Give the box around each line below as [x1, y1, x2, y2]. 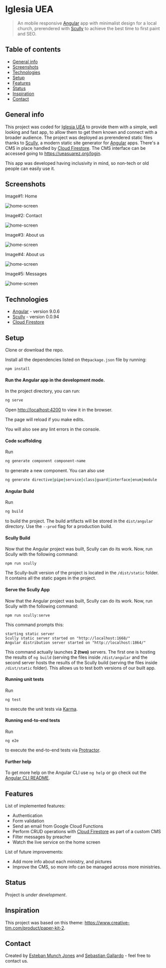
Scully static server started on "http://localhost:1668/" [5, 636, 131, 641]
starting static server [5, 631, 55, 636]
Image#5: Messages [5, 271, 47, 277]
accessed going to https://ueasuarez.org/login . [5, 150, 102, 156]
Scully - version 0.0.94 [12, 314, 59, 320]
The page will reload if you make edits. [5, 417, 85, 423]
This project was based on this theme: [5, 919, 84, 925]
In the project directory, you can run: [5, 388, 80, 394]
